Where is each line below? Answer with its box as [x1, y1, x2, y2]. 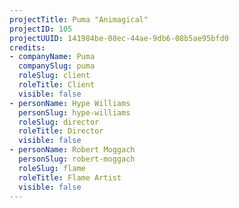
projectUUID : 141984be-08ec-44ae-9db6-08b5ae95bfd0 [9, 33, 229, 43]
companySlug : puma [18, 61, 96, 71]
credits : [9, 42, 46, 53]
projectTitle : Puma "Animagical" [9, 14, 149, 25]
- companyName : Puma [9, 52, 96, 62]
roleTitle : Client [18, 80, 96, 90]
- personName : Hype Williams [9, 98, 131, 108]
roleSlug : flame [18, 163, 86, 173]
